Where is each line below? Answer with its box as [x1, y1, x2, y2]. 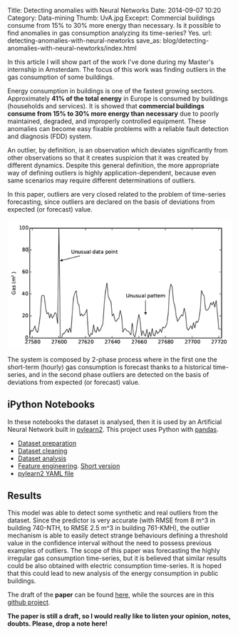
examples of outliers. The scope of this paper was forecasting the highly [7, 547, 220, 555]
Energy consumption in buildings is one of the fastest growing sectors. [7, 87, 215, 95]
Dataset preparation [17, 438, 77, 448]
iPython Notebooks [7, 398, 95, 411]
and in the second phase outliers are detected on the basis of [28, 370, 209, 378]
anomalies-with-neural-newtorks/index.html [7, 44, 137, 52]
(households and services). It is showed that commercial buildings [7, 102, 205, 110]
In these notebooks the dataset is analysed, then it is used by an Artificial [7, 417, 222, 426]
